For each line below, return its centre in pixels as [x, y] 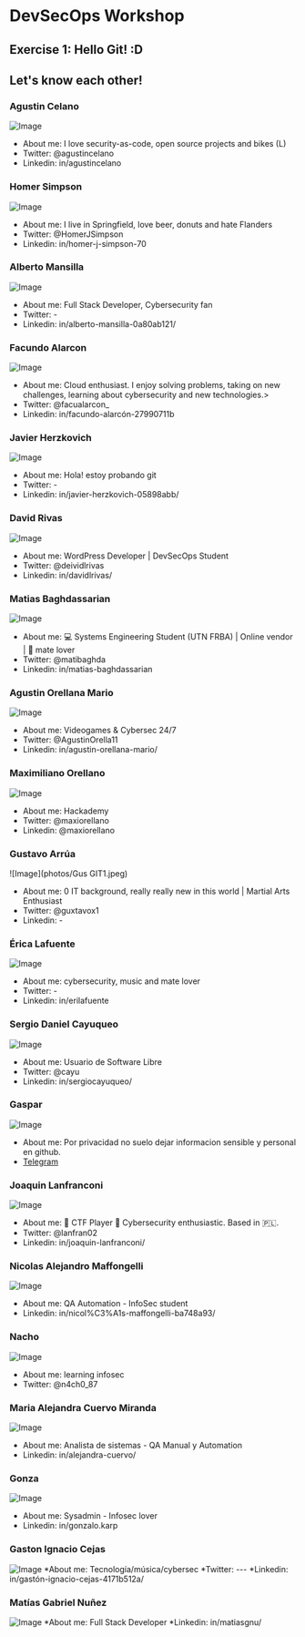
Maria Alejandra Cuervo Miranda [83, 1407]
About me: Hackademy [66, 811]
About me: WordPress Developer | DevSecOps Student [126, 556]
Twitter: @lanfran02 [60, 1233]
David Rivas [36, 518]
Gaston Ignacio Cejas [58, 1550]
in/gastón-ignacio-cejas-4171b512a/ [76, 1579]
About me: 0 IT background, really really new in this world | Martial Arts [156, 891]
